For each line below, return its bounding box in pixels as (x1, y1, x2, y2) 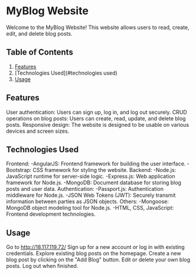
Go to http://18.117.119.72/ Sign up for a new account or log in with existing (6, 244, 185, 251)
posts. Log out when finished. (6, 263, 79, 270)
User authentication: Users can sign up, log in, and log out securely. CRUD (6, 108, 187, 116)
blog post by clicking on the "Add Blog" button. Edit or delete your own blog (6, 256, 191, 263)
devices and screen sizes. (6, 127, 70, 135)
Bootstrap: (6, 167, 32, 174)
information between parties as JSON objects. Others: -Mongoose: (6, 198, 169, 205)
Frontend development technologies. (6, 210, 96, 218)
